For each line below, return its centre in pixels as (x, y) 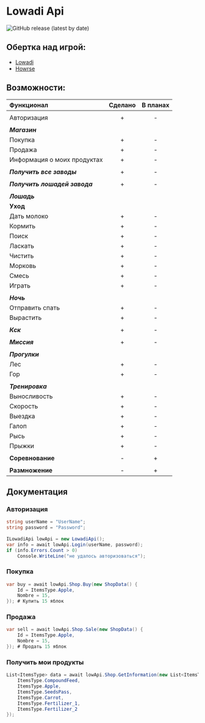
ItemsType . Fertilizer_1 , (49, 703)
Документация (37, 492)
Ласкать (22, 245)
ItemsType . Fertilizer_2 (48, 709)
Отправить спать (34, 308)
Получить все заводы (43, 172)
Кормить (22, 226)
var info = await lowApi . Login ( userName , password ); (75, 545)
